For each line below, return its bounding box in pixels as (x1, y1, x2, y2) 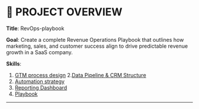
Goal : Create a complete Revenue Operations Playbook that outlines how (6, 36, 184, 43)
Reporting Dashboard (14, 84, 68, 91)
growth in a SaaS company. (6, 48, 73, 55)
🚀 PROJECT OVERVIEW (6, 5, 123, 19)
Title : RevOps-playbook (6, 25, 65, 32)
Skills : (6, 60, 22, 67)
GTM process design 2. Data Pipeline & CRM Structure (14, 71, 146, 78)
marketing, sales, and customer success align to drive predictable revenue (6, 42, 188, 49)
